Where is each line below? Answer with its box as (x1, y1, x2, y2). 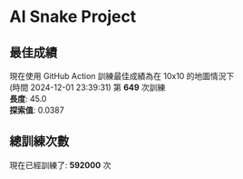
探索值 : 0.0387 (9, 104, 65, 115)
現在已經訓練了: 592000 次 (9, 159, 112, 170)
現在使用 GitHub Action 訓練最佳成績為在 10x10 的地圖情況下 (9, 71, 235, 81)
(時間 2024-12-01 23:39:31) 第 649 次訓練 (9, 82, 166, 93)
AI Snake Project (9, 6, 137, 27)
